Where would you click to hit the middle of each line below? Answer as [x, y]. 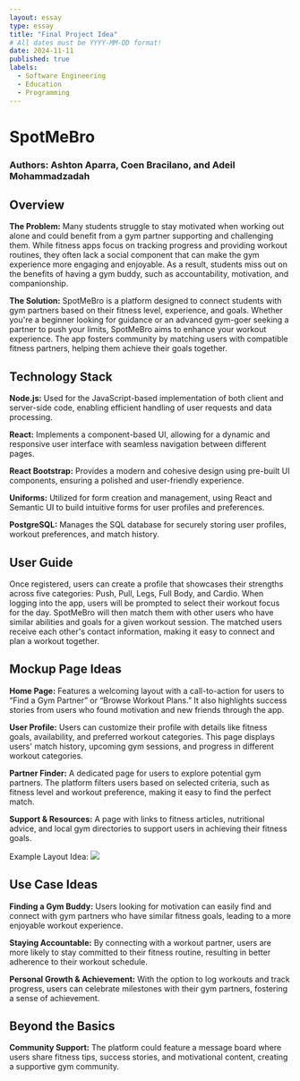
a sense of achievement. [55, 998]
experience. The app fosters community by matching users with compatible [149, 339]
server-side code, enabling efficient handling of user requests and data [141, 408]
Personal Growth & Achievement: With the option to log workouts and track [150, 979]
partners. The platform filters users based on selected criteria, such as [140, 782]
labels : [24, 68]
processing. [31, 417]
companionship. [39, 284]
